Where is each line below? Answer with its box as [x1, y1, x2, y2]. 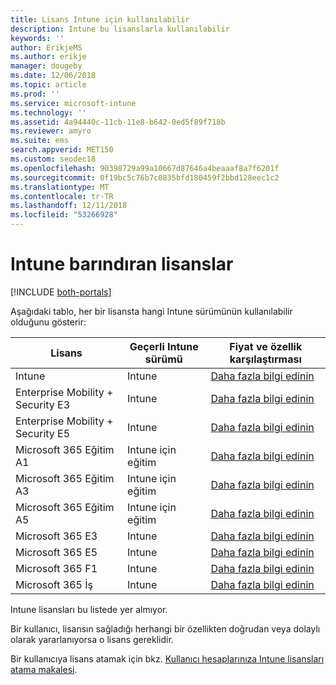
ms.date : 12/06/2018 [10, 71, 97, 81]
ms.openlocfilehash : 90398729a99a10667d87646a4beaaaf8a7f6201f [10, 163, 280, 173]
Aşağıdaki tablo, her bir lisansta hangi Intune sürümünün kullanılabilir [10, 305, 293, 317]
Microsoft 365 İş [15, 577, 93, 591]
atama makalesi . [10, 663, 78, 675]
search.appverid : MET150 [10, 145, 114, 155]
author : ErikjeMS [10, 42, 83, 53]
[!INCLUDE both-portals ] [10, 286, 112, 298]
